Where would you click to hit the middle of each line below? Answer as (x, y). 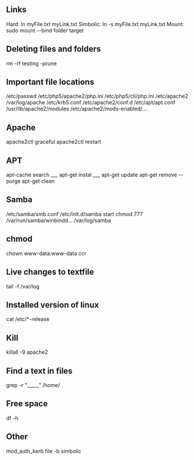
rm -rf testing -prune (32, 63)
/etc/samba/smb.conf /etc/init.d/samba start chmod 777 (75, 214)
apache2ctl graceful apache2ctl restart (54, 142)
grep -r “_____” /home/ (33, 385)
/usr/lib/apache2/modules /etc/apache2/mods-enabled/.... (77, 109)
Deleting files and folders (54, 49)
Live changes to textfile (50, 272)
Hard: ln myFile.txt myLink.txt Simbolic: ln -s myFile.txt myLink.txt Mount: (95, 24)
